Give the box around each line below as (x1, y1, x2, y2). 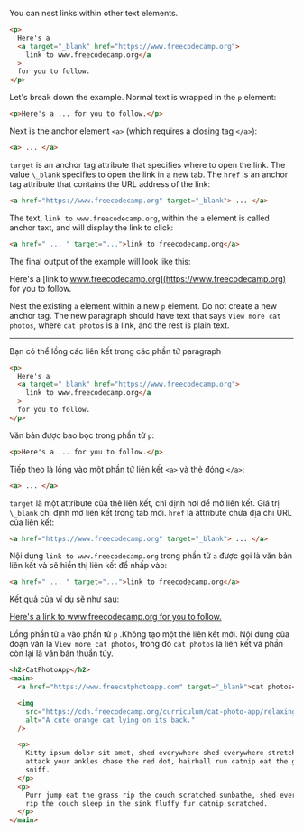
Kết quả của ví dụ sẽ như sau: (9, 594, 120, 604)
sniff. (25, 765, 50, 774)
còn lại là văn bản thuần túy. (9, 648, 115, 659)
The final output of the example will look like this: (9, 256, 191, 267)
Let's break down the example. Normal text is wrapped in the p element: (9, 92, 277, 103)
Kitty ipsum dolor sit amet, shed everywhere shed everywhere (25, 749, 264, 758)
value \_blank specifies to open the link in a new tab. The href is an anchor (9, 169, 289, 180)
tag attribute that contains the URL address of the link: (9, 178, 211, 189)
